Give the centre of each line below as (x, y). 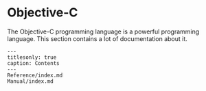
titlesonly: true (32, 57)
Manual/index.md (30, 81)
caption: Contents (33, 63)
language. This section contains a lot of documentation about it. (97, 38)
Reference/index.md (35, 75)
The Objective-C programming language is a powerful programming (103, 31)
